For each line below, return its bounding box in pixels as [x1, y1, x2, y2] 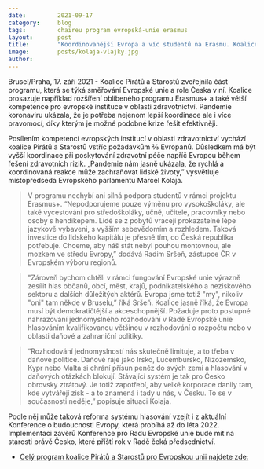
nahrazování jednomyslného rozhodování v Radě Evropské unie [27, 314, 233, 324]
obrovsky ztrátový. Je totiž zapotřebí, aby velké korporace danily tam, [27, 379, 254, 389]
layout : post [8, 33, 72, 42]
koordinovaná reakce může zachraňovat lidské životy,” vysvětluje [8, 167, 220, 177]
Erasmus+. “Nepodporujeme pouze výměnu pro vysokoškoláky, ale [27, 199, 246, 208]
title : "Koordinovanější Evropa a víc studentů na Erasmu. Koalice [8, 41, 258, 49]
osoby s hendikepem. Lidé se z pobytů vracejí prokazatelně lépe [27, 215, 236, 225]
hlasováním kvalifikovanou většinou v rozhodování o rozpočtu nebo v [27, 323, 251, 332]
